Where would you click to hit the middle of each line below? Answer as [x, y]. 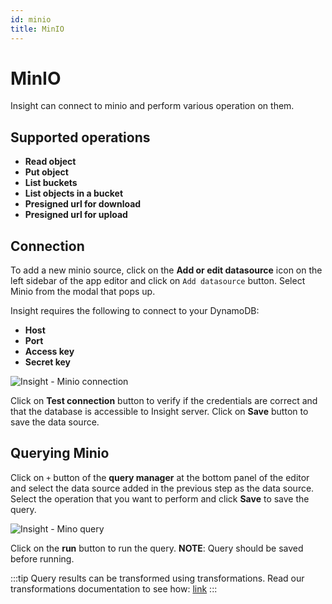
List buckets [51, 183]
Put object [46, 172]
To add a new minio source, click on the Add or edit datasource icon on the [166, 270]
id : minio [31, 19]
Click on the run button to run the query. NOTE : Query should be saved [157, 548]
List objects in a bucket [74, 193]
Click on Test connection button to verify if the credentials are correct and [164, 401]
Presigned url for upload [76, 215]
